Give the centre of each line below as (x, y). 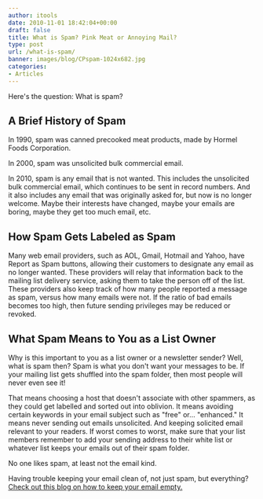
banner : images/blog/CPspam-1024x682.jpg (77, 60)
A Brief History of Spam (67, 121)
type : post (26, 45)
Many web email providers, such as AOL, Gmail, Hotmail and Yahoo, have (126, 255)
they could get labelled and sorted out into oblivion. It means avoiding (121, 406)
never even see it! (37, 383)
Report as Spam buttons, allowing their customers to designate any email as (131, 264)
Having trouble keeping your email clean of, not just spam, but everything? (128, 479)
